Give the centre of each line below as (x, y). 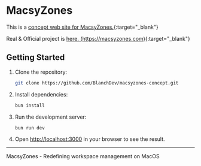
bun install (30, 105)
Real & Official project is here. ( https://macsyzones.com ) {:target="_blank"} (98, 38)
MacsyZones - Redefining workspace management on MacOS (83, 156)
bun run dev (30, 128)
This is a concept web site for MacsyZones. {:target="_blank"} (82, 27)
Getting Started (36, 58)
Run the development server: (51, 117)
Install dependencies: (41, 94)
